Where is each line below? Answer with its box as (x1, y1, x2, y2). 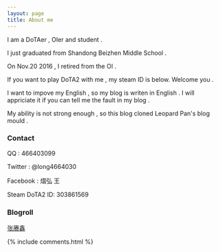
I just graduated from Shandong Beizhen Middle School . (7, 49, 167, 57)
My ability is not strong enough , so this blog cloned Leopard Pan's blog (7, 109, 210, 117)
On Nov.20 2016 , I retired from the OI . (7, 62, 117, 70)
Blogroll (7, 207, 34, 217)
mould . (7, 116, 29, 124)
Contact (7, 133, 35, 143)
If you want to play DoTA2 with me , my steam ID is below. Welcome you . (7, 75, 214, 83)
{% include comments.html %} (7, 238, 94, 246)
